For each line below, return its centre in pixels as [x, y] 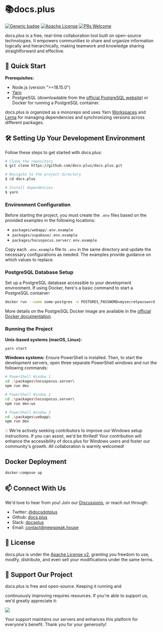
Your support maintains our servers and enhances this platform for [72, 619]
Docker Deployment [36, 462]
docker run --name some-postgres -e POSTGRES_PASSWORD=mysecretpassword [80, 302]
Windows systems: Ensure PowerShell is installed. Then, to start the [74, 358]
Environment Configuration [38, 205]
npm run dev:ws [20, 403]
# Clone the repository [29, 161]
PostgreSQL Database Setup [39, 272]
